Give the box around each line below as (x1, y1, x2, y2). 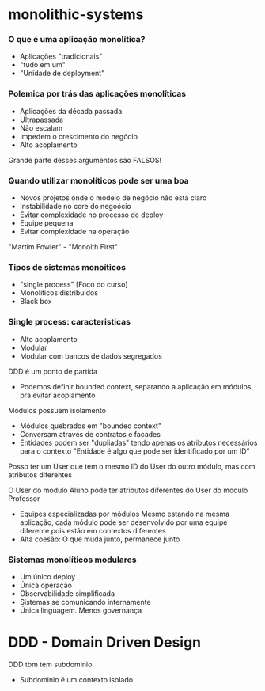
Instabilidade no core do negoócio (19, 202, 132, 211)
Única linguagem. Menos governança (19, 606, 142, 615)
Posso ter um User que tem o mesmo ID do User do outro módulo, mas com (8, 461, 256, 471)
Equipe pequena (19, 218, 74, 228)
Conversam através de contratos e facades (19, 429, 161, 439)
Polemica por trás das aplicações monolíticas (8, 89, 187, 100)
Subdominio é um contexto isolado (19, 674, 133, 684)
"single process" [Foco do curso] (19, 279, 128, 290)
